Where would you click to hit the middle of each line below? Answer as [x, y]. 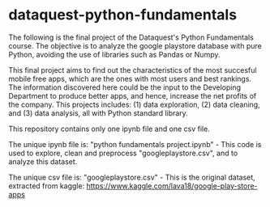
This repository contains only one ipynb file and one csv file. [109, 129]
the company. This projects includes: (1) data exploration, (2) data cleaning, [135, 104]
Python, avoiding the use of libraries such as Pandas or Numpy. [114, 54]
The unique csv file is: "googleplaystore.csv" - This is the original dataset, [132, 177]
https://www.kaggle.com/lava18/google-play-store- [172, 186]
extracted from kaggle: [47, 186]
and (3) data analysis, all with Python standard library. [98, 113]
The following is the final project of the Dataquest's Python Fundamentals [131, 37]
